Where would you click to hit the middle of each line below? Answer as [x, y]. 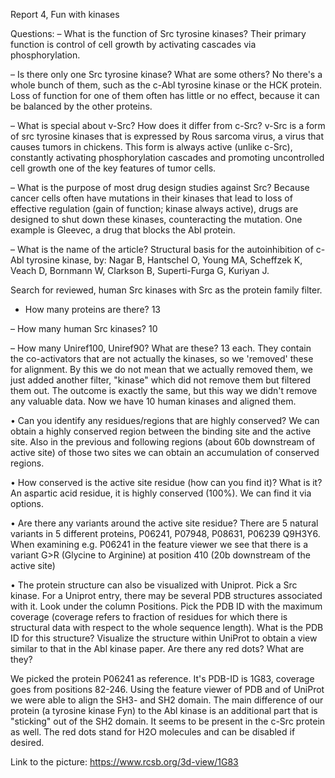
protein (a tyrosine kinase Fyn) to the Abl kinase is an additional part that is [164, 710]
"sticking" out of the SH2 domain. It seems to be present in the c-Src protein [168, 721]
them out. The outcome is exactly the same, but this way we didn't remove [164, 390]
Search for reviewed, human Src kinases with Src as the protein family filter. [166, 290]
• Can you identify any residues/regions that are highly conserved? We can [165, 420]
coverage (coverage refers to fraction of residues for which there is [149, 617]
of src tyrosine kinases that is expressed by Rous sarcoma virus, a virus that [167, 136]
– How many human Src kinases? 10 [84, 328]
